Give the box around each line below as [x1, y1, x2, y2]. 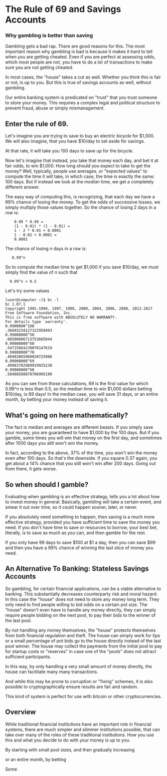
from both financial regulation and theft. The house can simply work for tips [5, 632, 161, 638]
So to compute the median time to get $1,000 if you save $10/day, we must [5, 264, 159, 270]
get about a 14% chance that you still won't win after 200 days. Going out [5, 461, 156, 467]
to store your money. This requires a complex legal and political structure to [5, 100, 161, 106]
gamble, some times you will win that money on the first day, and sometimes [5, 435, 162, 441]
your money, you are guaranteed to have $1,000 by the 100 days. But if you [5, 430, 160, 436]
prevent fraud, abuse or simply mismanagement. [5, 105, 105, 111]
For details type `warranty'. [5, 319, 68, 324]
